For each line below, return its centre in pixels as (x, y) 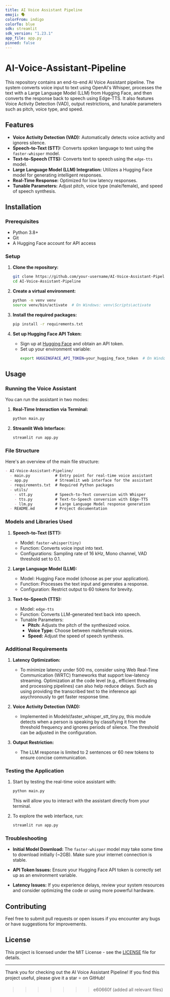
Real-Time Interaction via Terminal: (50, 409)
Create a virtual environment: (44, 291)
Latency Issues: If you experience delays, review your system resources (88, 885)
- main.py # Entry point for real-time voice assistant (81, 476)
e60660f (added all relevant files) (128, 989)
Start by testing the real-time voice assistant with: (64, 782)
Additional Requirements (36, 649)
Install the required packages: (45, 314)
